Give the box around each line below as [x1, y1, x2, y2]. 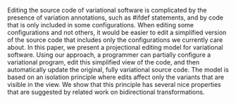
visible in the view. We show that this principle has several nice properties [7, 81, 221, 88]
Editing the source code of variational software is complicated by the [7, 6, 207, 14]
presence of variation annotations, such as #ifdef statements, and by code [7, 13, 224, 22]
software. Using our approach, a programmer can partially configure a [7, 50, 211, 59]
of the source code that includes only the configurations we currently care [7, 36, 223, 44]
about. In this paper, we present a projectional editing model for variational [7, 43, 223, 51]
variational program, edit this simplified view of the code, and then [7, 58, 200, 66]
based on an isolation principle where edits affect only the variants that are [7, 73, 224, 81]
